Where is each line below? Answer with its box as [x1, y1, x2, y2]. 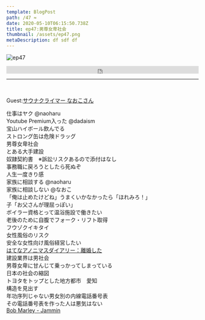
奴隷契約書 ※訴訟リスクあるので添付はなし [6, 156, 117, 162]
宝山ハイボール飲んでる [6, 125, 65, 132]
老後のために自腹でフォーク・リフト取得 [6, 217, 108, 223]
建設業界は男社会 [6, 254, 49, 262]
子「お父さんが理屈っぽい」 [6, 201, 76, 208]
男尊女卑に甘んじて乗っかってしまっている [6, 262, 113, 269]
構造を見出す [6, 285, 38, 292]
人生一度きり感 [6, 171, 44, 178]
